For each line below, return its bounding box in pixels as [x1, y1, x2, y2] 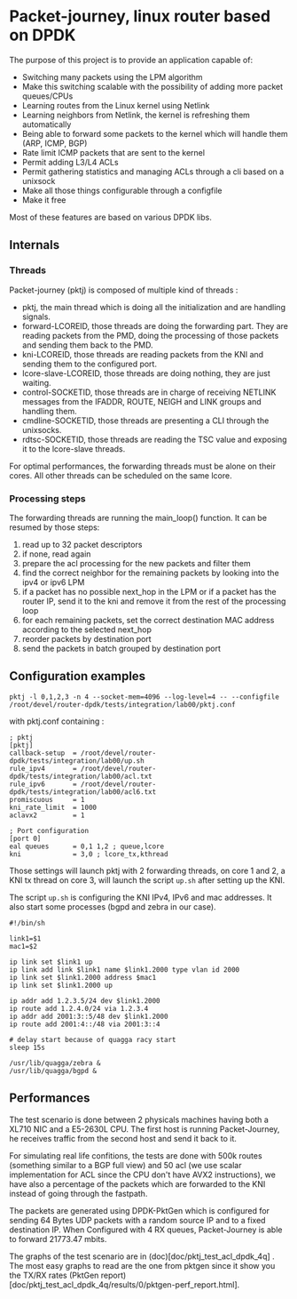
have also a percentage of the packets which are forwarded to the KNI [9, 1178, 266, 1189]
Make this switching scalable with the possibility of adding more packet [21, 81, 284, 92]
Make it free [21, 194, 66, 205]
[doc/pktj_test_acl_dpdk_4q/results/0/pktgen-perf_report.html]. [9, 1279, 240, 1290]
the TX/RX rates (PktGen [9, 1270, 99, 1280]
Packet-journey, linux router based [9, 6, 271, 27]
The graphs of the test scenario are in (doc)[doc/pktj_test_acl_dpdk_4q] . [9, 1251, 275, 1262]
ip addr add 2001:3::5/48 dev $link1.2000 [9, 1012, 168, 1021]
